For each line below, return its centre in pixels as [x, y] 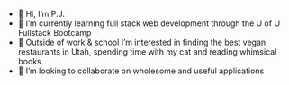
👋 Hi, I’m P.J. [41, 14]
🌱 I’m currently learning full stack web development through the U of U [149, 23]
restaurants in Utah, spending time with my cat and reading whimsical [147, 52]
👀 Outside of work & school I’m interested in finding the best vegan [142, 42]
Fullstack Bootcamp [54, 33]
